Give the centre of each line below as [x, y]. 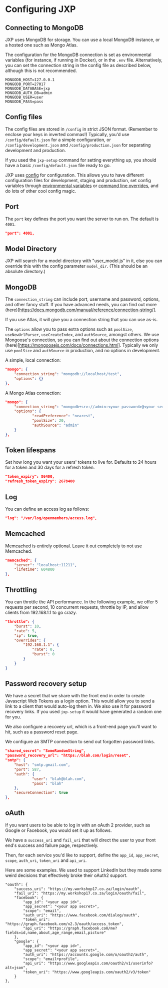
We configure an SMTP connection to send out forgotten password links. [80, 742]
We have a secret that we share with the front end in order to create [75, 696]
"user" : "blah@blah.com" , [59, 779]
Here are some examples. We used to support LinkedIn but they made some [83, 870]
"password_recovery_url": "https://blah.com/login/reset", [68, 756]
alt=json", [16, 967]
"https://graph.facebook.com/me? [82, 928]
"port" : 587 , [28, 769]
